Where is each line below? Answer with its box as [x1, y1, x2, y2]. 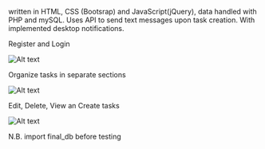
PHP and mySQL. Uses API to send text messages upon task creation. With [8, 15, 255, 25]
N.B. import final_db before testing [8, 131, 121, 141]
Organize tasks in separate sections [8, 70, 126, 79]
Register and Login [8, 39, 70, 49]
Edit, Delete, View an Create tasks [8, 101, 120, 110]
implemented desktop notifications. [8, 24, 125, 33]
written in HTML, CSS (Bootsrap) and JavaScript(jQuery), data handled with [8, 7, 257, 16]
